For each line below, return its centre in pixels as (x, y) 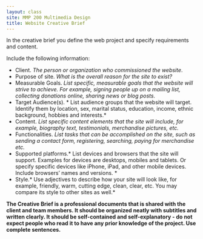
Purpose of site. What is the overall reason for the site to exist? (94, 77)
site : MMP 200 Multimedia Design (48, 18)
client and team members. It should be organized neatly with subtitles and (101, 211)
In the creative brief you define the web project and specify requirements (98, 41)
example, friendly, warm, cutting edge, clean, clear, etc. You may (96, 186)
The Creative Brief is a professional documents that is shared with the (96, 204)
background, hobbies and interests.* (61, 115)
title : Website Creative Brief (46, 23)
